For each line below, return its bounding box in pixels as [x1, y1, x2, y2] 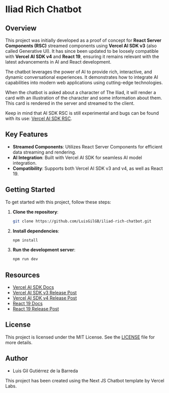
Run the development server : [12, 247, 76, 253]
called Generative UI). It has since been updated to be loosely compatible [5, 48, 159, 54]
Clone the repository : [12, 208, 59, 215]
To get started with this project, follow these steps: [5, 199, 112, 205]
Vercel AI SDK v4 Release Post [12, 295, 77, 301]
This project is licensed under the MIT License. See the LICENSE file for [5, 334, 155, 340]
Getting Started [5, 186, 55, 194]
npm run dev [12, 257, 38, 262]
